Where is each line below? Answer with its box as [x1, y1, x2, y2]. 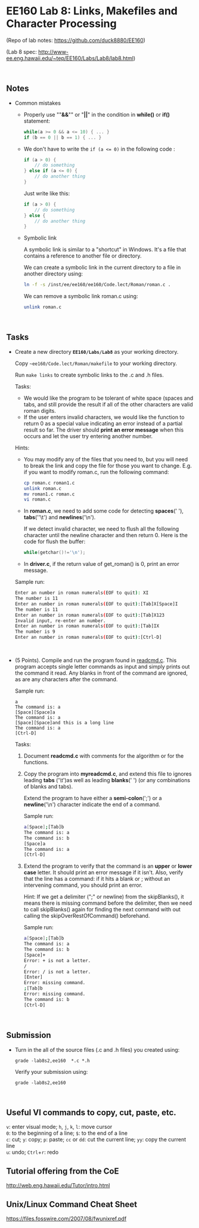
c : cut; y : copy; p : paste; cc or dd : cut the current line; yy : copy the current [6, 1136, 186, 1143]
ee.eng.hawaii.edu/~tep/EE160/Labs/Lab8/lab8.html [6, 54, 134, 62]
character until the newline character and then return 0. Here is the [23, 532, 188, 539]
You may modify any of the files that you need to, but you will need [23, 455, 188, 463]
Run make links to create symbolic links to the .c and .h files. [14, 371, 164, 378]
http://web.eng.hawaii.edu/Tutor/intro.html [6, 1182, 110, 1189]
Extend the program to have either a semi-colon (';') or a [23, 795, 162, 802]
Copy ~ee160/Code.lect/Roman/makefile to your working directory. [14, 360, 178, 367]
